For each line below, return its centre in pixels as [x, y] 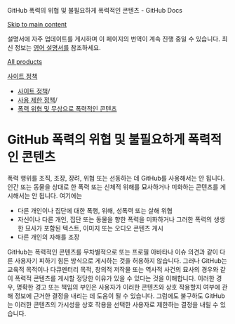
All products [25, 61]
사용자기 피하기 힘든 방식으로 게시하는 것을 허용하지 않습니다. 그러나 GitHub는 [121, 260]
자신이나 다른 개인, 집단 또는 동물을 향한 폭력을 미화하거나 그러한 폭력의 [115, 219]
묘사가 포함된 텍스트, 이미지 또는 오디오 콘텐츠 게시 [94, 228]
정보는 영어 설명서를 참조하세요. [58, 47]
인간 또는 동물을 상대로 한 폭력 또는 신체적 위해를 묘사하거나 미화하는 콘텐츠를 [113, 187]
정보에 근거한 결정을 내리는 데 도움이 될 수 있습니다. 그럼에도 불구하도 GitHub [120, 296]
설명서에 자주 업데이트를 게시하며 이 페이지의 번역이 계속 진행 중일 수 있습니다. [114, 39]
